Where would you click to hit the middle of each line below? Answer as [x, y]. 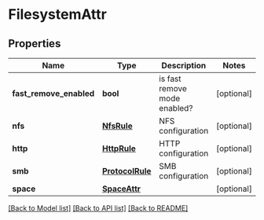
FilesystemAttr [58, 15]
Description [184, 66]
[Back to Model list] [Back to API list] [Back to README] [98, 208]
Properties [35, 44]
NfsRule [117, 126]
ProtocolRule [126, 171]
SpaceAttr [121, 189]
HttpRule [119, 148]
